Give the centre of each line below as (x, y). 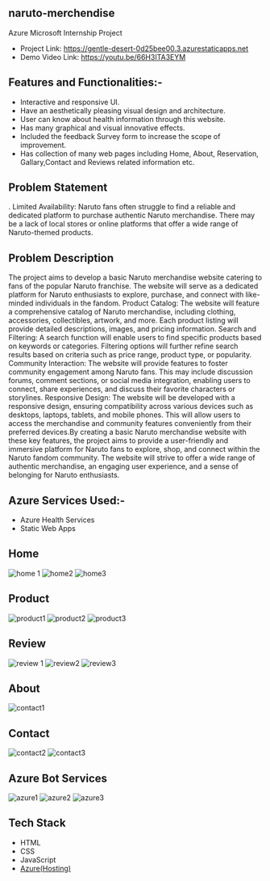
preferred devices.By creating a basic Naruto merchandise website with (128, 432)
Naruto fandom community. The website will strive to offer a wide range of (132, 458)
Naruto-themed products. (51, 233)
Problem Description (61, 258)
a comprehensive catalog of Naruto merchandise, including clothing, (122, 312)
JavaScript (38, 859)
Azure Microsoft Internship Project (65, 32)
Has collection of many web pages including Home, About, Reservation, (139, 154)
